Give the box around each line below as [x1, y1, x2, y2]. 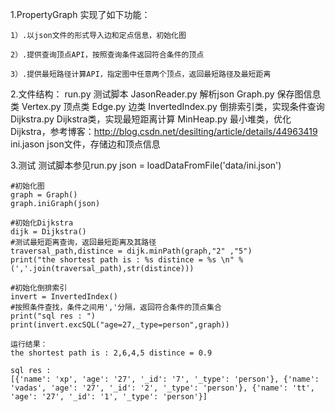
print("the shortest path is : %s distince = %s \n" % [10, 255, 244, 265]
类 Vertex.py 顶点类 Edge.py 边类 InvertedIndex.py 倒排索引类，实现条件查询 [10, 101, 325, 112]
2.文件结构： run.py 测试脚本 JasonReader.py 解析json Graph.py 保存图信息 [10, 88, 322, 100]
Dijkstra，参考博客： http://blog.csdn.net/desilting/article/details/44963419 [10, 126, 318, 137]
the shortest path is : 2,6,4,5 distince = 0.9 [10, 348, 213, 358]
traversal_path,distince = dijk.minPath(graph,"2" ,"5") [10, 246, 253, 256]
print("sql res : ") [10, 311, 97, 321]
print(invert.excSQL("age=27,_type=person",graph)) [10, 320, 230, 330]
